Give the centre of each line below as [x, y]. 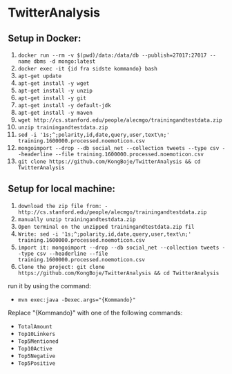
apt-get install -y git [52, 98]
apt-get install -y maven [55, 113]
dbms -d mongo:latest [65, 62]
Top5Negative [37, 356]
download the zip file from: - [63, 206]
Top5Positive [37, 363]
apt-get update [40, 76]
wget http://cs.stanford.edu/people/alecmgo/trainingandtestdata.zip [120, 120]
